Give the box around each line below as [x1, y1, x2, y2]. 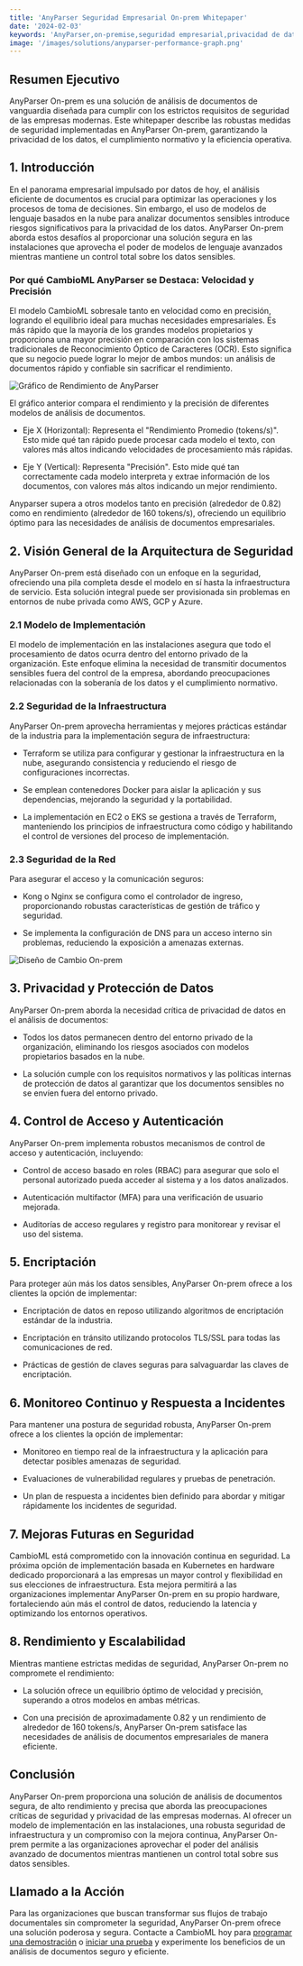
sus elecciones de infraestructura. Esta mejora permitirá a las [9, 1579, 237, 1590]
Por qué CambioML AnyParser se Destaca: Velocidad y [9, 273, 254, 286]
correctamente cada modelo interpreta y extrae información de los [22, 471, 271, 482]
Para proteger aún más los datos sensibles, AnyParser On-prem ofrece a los [9, 1278, 293, 1290]
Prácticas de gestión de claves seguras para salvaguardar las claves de [22, 1359, 289, 1371]
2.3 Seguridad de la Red [9, 853, 116, 866]
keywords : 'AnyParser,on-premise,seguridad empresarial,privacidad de [9, 30, 280, 39]
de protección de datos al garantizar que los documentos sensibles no [22, 1078, 285, 1089]
